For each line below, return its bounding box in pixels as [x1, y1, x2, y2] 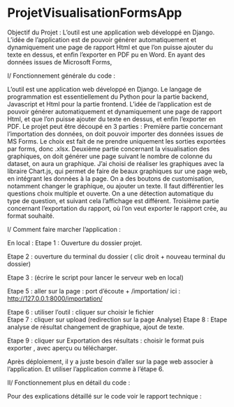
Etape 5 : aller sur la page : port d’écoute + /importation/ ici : [7, 287, 181, 295]
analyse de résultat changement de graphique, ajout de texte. [7, 322, 184, 331]
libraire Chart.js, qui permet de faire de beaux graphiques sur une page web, [7, 167, 228, 175]
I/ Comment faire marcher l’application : [7, 225, 121, 233]
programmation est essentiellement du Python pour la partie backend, [7, 92, 209, 101]
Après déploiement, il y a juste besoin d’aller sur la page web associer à [7, 357, 213, 366]
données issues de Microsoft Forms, [7, 57, 112, 66]
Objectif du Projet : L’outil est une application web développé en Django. [7, 28, 215, 36]
